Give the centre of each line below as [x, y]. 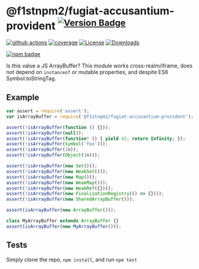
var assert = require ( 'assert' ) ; [48, 111]
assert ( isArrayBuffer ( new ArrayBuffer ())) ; [61, 210]
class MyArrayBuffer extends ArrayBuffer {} [62, 221]
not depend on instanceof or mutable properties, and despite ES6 [87, 72]
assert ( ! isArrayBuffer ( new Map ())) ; [52, 177]
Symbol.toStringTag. [31, 78]
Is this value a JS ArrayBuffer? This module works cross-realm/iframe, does [99, 66]
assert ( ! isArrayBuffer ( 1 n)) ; [42, 150]
